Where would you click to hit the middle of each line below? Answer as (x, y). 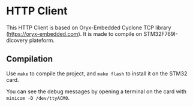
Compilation (29, 59)
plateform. (42, 40)
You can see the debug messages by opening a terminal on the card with (96, 91)
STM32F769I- (161, 33)
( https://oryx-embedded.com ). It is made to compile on (74, 33)
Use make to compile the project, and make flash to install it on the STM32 (97, 74)
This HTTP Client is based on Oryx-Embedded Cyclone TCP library (89, 27)
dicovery (17, 40)
